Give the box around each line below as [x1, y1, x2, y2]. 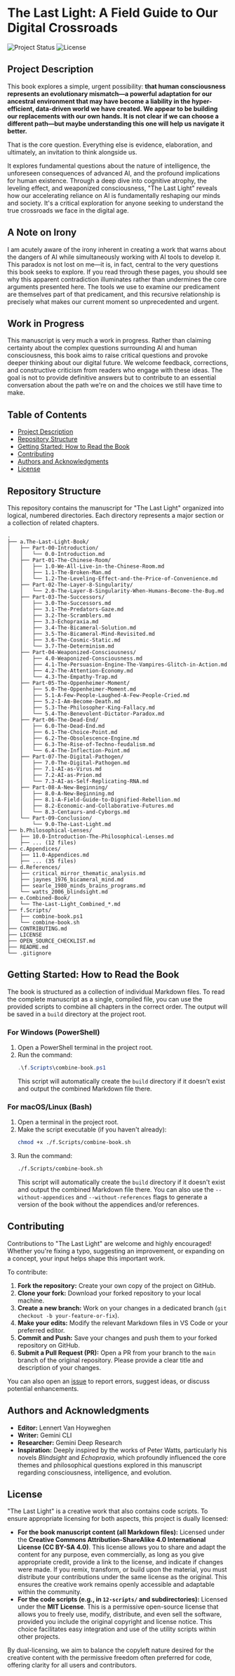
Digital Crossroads [7, 20, 118, 36]
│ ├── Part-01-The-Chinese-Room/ [7, 557, 112, 564]
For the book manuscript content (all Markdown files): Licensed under [17, 1528, 225, 1536]
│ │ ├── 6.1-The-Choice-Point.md [7, 729, 118, 736]
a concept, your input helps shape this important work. [7, 1254, 166, 1263]
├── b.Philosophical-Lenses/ [7, 827, 93, 834]
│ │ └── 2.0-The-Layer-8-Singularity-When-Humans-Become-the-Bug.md [7, 587, 224, 594]
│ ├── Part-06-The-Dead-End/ [7, 717, 99, 724]
